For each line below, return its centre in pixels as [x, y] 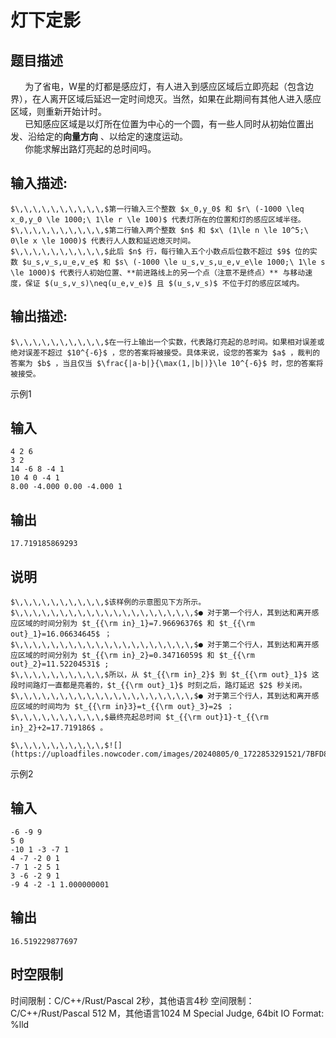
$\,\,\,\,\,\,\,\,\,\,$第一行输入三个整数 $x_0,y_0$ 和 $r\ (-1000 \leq [157, 209]
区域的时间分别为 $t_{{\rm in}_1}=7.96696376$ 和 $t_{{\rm [136, 624]
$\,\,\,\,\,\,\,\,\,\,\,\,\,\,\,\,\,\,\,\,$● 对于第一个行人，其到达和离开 [161, 613]
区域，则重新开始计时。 [58, 111]
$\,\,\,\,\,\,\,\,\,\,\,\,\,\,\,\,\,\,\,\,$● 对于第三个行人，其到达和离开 [161, 696]
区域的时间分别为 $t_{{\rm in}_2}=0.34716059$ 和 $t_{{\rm [136, 656]
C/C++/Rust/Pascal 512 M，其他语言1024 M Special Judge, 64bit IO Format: [167, 1013]
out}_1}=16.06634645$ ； [61, 634]
